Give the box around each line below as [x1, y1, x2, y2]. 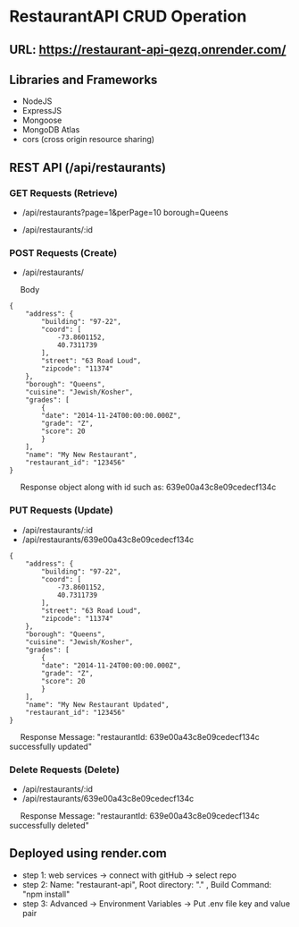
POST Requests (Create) [9, 247, 118, 259]
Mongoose [21, 115, 62, 126]
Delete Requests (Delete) [9, 763, 120, 776]
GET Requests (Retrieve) [9, 186, 118, 199]
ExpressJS [21, 106, 62, 116]
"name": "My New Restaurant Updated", [25, 700, 170, 709]
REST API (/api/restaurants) [9, 159, 167, 175]
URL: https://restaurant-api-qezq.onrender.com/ [9, 42, 287, 57]
